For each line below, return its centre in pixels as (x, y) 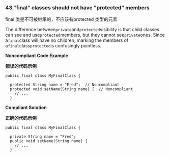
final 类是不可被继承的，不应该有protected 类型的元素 (61, 19)
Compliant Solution (26, 108)
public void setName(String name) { (49, 141)
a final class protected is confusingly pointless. (53, 46)
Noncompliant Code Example (37, 56)
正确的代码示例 (21, 118)
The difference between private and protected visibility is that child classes (82, 30)
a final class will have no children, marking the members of (67, 40)
